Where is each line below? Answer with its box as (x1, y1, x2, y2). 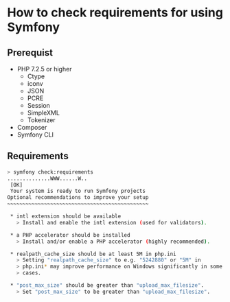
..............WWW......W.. (7, 175, 88, 182)
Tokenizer (27, 116, 56, 124)
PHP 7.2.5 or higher (16, 65, 72, 73)
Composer (16, 124, 47, 131)
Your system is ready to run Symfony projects (10, 187, 146, 195)
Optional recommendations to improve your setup (7, 194, 149, 201)
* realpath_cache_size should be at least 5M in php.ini (10, 251, 176, 257)
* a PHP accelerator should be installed (10, 231, 130, 238)
